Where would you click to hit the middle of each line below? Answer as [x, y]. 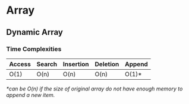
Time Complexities [34, 49]
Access [20, 64]
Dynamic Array [35, 32]
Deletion [107, 64]
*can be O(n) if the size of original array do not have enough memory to [94, 89]
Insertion [76, 64]
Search [47, 64]
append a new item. [31, 95]
